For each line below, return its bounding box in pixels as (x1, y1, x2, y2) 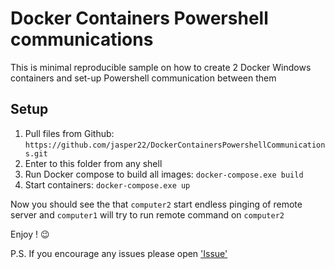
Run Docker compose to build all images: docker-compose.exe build (24, 168, 304, 180)
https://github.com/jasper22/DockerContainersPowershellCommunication (24, 140, 326, 150)
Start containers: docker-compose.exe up (24, 178, 191, 191)
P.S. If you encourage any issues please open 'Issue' (10, 247, 228, 259)
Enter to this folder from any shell (24, 157, 163, 169)
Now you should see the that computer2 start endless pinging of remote (10, 198, 303, 210)
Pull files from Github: (24, 127, 115, 139)
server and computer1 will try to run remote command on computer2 (10, 208, 285, 221)
